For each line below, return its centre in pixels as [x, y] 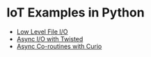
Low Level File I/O [42, 32]
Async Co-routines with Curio [59, 46]
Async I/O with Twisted [50, 38]
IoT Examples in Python [75, 13]
